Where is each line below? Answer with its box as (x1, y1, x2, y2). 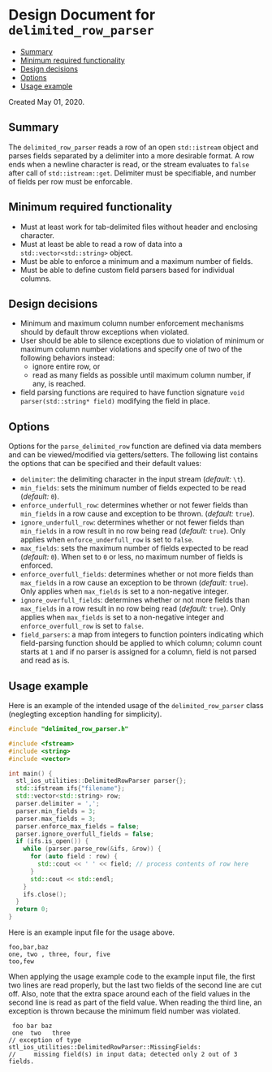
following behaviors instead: (19, 353, 115, 363)
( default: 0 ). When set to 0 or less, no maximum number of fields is (19, 552, 244, 562)
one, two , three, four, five (8, 950, 111, 958)
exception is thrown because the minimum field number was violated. (8, 1006, 241, 1016)
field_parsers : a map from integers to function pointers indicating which (19, 629, 264, 639)
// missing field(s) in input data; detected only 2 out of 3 (8, 1050, 238, 1058)
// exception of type (8, 1036, 82, 1044)
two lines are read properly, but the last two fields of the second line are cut (8, 980, 262, 990)
